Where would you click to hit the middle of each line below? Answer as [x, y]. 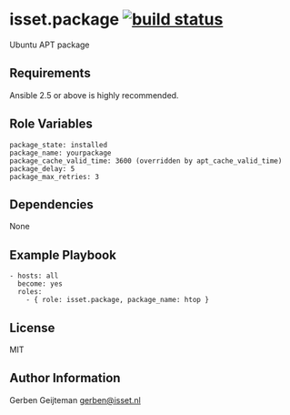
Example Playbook [63, 255]
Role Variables [51, 124]
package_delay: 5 [42, 168]
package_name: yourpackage [60, 153]
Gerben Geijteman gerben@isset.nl [75, 400]
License [32, 328]
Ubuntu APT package [50, 45]
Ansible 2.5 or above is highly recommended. [94, 95]
